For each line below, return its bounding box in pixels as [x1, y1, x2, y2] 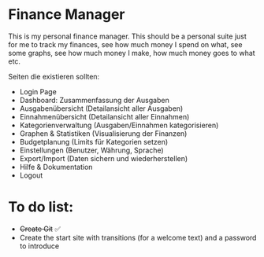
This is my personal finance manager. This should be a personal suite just [8, 31, 247, 41]
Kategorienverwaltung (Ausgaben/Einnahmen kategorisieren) [19, 120, 219, 130]
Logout [19, 171, 43, 180]
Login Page [19, 86, 57, 96]
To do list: [8, 198, 74, 216]
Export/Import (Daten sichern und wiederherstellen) [19, 153, 188, 163]
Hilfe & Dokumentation [19, 162, 93, 171]
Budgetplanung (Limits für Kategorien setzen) [19, 137, 169, 146]
